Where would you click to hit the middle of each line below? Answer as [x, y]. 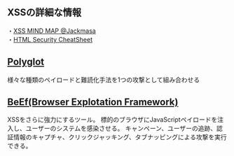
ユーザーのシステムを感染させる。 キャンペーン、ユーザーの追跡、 [121, 129]
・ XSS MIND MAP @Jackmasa [51, 31]
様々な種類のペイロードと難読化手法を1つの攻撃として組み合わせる [104, 80]
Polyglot [26, 62]
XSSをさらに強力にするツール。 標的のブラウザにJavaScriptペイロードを [112, 120]
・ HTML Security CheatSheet [50, 39]
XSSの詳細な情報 [44, 13]
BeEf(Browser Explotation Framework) [93, 102]
